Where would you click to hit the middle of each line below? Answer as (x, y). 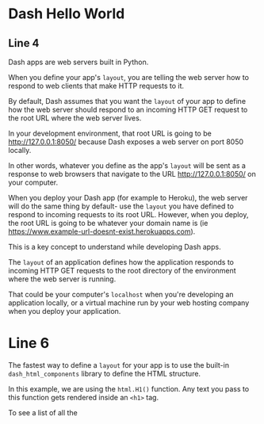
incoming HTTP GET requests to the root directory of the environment (122, 271)
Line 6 (29, 344)
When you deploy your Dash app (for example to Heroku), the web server (128, 198)
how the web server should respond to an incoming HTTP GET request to (128, 109)
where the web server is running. (62, 279)
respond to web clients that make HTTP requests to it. (96, 86)
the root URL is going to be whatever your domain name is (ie (108, 223)
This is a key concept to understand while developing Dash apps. (115, 247)
